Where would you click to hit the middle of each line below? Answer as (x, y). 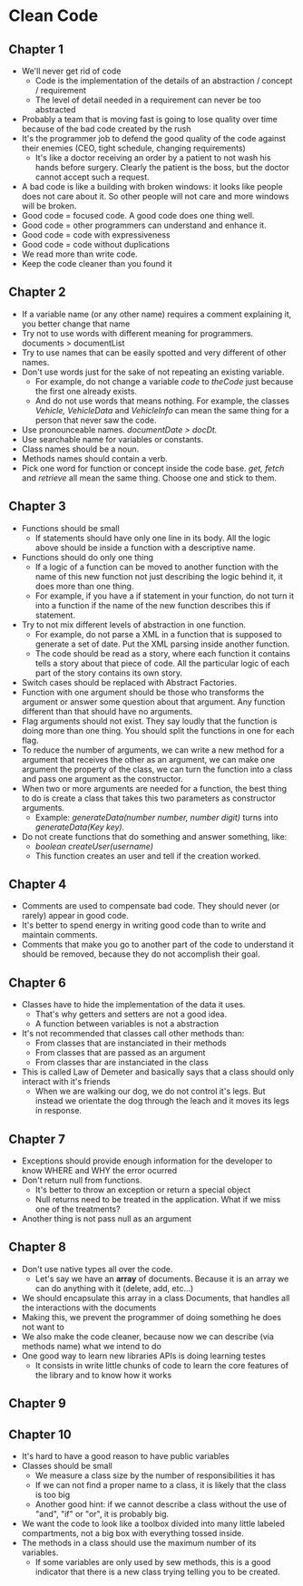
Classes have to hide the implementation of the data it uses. (133, 1005)
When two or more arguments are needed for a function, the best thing (154, 788)
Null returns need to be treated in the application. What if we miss (158, 1200)
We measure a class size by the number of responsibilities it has (155, 1475)
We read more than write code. (79, 254)
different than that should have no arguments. (107, 711)
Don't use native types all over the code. (97, 1269)
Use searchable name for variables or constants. (112, 439)
